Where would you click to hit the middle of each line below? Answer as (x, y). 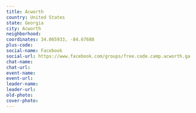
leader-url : (21, 90)
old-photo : (20, 95)
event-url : (20, 78)
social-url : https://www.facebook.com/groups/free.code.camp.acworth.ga (98, 56)
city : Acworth (24, 28)
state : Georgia (25, 23)
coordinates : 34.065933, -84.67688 (50, 39)
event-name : (21, 73)
